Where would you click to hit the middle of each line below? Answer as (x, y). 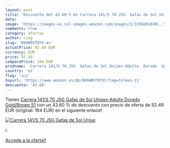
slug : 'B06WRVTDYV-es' (29, 43)
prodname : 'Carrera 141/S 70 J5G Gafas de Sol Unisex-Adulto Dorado (81, 66)
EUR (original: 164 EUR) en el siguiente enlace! (54, 110)
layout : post (19, 10)
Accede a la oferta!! (26, 140)
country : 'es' (20, 71)
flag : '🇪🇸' (18, 76)
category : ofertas (25, 33)
